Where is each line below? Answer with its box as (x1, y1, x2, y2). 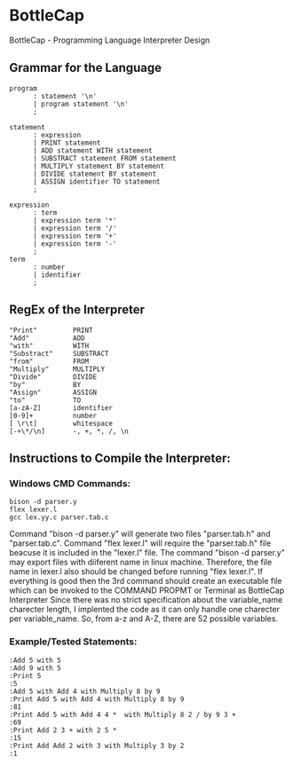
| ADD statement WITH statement (32, 146, 153, 155)
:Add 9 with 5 (9, 663, 62, 673)
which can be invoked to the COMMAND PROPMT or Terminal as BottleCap (9, 585, 285, 595)
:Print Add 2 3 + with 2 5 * (9, 725, 117, 735)
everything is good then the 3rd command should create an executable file (9, 576, 282, 587)
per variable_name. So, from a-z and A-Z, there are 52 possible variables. (9, 613, 278, 624)
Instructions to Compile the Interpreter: (9, 450, 231, 466)
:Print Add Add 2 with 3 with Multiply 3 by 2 (9, 741, 185, 750)
